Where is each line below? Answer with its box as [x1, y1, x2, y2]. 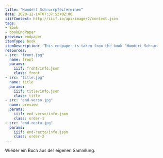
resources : [5, 48, 27, 53]
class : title [14, 93, 40, 98]
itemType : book [5, 39, 36, 44]
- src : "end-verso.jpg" [5, 98, 53, 103]
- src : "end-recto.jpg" [5, 120, 53, 125]
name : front [9, 57, 34, 62]
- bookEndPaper [5, 30, 36, 35]
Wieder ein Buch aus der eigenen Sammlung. [5, 147, 96, 154]
